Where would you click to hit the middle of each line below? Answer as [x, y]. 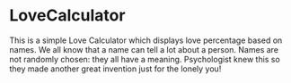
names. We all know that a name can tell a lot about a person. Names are [144, 49]
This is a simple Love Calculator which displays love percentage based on [146, 40]
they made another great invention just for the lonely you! [115, 69]
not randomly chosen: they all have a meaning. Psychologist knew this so [145, 59]
